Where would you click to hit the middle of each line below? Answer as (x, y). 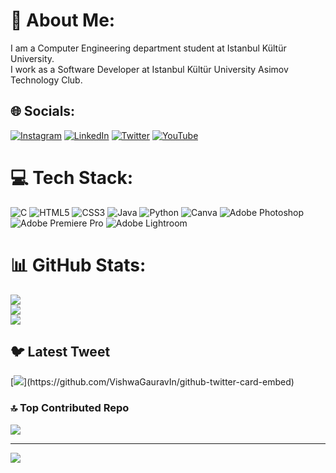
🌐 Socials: (43, 111)
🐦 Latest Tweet (60, 352)
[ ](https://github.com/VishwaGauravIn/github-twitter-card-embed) (152, 382)
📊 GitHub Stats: (78, 265)
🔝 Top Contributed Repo (70, 408)
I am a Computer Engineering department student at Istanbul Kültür (148, 48)
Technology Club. (46, 80)
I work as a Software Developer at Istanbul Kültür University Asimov (149, 69)
